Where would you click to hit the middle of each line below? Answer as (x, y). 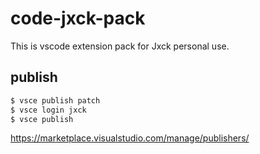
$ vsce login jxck (48, 110)
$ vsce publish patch (55, 100)
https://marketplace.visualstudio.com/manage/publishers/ (130, 138)
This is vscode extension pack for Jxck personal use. (120, 46)
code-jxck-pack (78, 18)
